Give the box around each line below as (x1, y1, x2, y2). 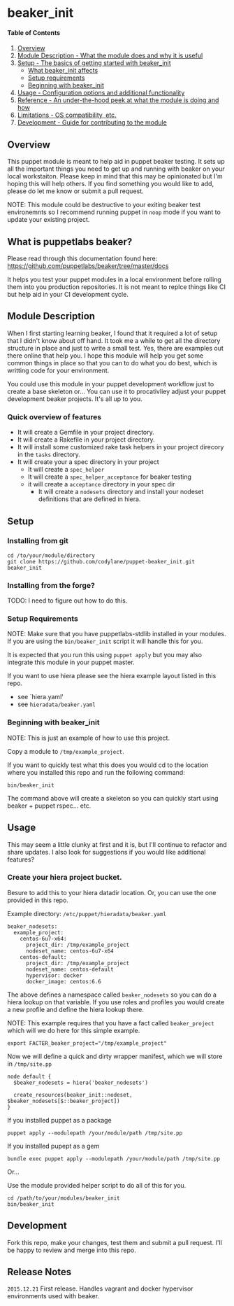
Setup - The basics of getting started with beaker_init (17, 59, 171, 67)
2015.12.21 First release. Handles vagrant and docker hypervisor (7, 1284, 193, 1293)
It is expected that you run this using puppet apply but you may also (7, 651, 203, 659)
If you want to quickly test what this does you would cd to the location (7, 761, 209, 769)
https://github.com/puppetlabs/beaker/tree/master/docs (7, 262, 169, 270)
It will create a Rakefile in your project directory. (17, 435, 155, 444)
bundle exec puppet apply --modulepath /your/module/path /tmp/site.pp (7, 1155, 220, 1163)
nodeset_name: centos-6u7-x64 (25, 947, 114, 955)
